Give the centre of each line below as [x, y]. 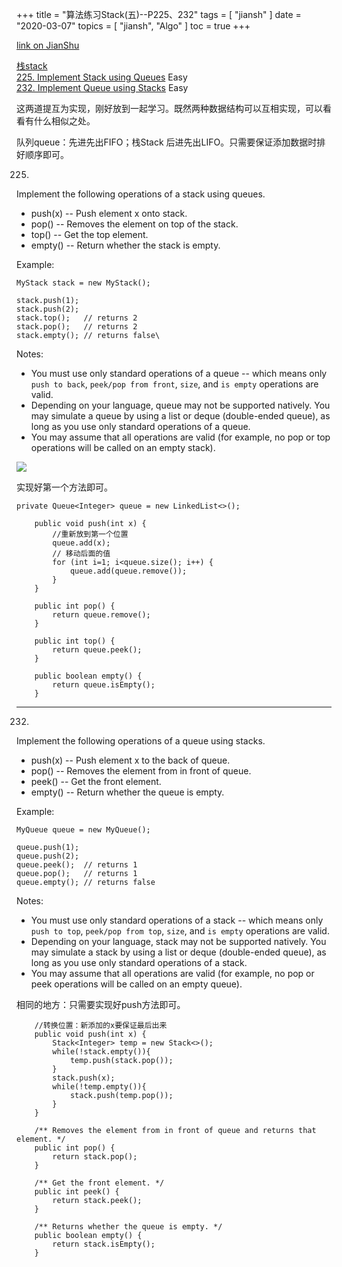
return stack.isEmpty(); [104, 1244]
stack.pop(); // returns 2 [77, 327]
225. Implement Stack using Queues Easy [102, 77]
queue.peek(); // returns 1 [77, 865]
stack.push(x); [84, 1078]
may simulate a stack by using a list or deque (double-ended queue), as [178, 952]
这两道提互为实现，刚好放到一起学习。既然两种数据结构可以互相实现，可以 [169, 108]
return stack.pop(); [95, 1157]
